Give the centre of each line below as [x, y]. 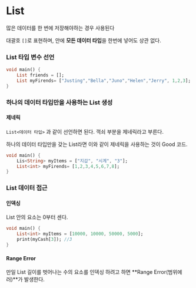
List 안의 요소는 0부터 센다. [37, 217]
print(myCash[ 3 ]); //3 [44, 240]
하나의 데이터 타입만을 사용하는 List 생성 [59, 102]
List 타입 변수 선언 [30, 57]
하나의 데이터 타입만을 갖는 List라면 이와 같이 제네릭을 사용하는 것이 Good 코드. [97, 144]
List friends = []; [41, 75]
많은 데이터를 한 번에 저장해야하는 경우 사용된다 [60, 28]
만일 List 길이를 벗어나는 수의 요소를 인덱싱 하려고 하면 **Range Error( [87, 272]
